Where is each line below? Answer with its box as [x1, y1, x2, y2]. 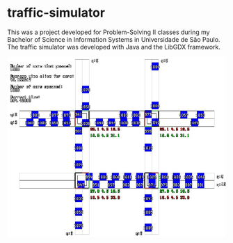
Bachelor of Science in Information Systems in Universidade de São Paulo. [7, 35, 220, 43]
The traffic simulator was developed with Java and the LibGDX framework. [7, 42, 220, 51]
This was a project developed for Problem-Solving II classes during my [7, 28, 210, 36]
